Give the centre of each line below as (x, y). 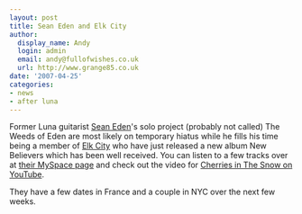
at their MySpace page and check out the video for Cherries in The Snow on (151, 165)
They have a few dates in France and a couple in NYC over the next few (142, 192)
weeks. (23, 201)
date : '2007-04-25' (46, 76)
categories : (32, 85)
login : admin (42, 51)
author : (24, 34)
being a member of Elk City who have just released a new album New (138, 146)
